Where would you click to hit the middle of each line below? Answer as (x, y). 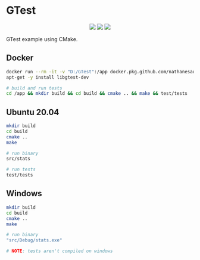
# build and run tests (34, 88)
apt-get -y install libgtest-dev (48, 77)
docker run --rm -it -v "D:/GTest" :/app (57, 72)
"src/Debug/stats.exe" (34, 240)
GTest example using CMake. (42, 39)
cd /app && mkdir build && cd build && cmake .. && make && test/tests (97, 94)
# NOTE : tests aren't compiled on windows (60, 251)
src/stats (18, 159)
